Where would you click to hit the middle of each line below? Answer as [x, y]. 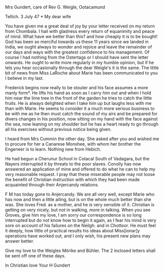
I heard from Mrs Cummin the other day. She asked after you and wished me [82, 139]
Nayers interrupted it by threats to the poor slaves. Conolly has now [73, 164]
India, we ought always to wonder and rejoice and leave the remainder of [79, 47]
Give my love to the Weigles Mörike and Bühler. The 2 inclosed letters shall [80, 250]
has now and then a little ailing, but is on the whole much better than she [78, 199]
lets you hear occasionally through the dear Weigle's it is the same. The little [82, 68]
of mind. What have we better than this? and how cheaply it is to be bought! [81, 37]
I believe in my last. [24, 78]
